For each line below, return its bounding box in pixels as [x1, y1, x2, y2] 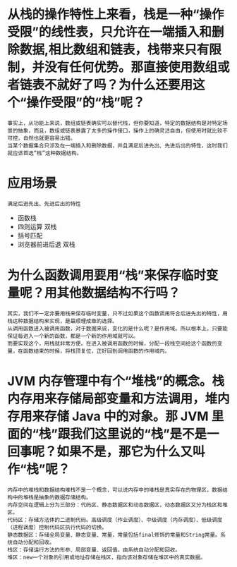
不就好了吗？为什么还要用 [44, 77, 193, 93]
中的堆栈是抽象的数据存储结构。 [12, 494, 92, 501]
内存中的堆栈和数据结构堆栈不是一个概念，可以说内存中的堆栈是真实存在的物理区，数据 [7, 486, 223, 494]
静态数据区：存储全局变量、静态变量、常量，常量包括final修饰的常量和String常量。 [7, 531, 221, 538]
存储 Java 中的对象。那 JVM [44, 408, 209, 424]
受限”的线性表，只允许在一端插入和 [7, 24, 212, 40]
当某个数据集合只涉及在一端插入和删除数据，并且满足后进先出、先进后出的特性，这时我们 [7, 142, 228, 149]
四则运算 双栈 [17, 222, 57, 231]
